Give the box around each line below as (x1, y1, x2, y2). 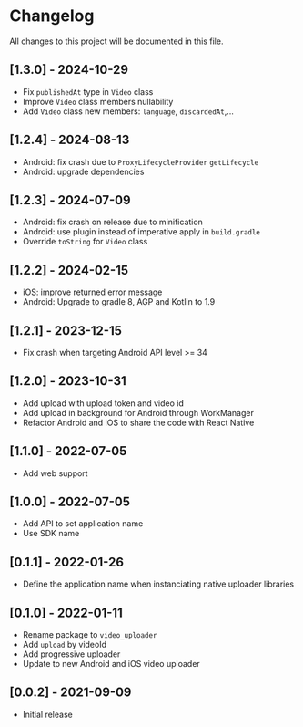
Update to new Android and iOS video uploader (22, 659, 200, 670)
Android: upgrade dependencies (22, 166, 145, 177)
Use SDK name (22, 528, 80, 539)
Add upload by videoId (22, 639, 107, 650)
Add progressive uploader (22, 649, 121, 659)
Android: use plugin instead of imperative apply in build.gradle (22, 226, 261, 237)
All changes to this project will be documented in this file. (9, 36, 224, 47)
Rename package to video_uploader (22, 629, 157, 640)
